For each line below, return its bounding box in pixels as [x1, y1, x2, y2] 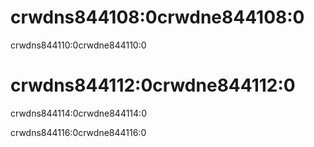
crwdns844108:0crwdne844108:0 [10, 6, 305, 29]
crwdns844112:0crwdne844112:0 [10, 74, 296, 97]
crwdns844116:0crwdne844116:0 [10, 126, 147, 138]
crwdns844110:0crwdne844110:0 [10, 39, 147, 51]
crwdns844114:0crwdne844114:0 [10, 107, 147, 119]
